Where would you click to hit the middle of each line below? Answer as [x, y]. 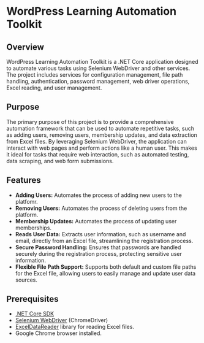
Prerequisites [32, 299]
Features [24, 180]
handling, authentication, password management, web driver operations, [98, 81]
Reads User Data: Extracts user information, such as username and [100, 234]
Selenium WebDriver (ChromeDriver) [62, 320]
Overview [25, 47]
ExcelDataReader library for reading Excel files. [75, 327]
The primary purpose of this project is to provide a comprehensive [90, 121]
